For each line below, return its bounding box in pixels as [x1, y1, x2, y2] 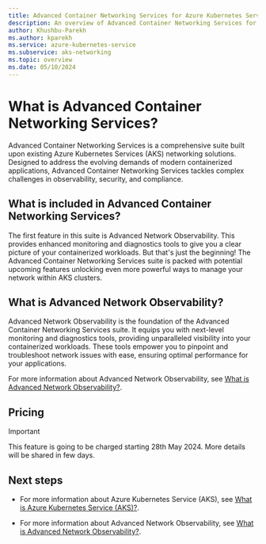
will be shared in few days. [8, 450, 95, 460]
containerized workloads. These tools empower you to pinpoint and [8, 342, 229, 351]
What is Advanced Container [8, 97, 202, 115]
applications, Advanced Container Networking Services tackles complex [8, 166, 245, 175]
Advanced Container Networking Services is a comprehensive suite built [8, 140, 245, 150]
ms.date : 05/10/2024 [8, 63, 77, 71]
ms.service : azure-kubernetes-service [8, 41, 136, 49]
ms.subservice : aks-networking [8, 48, 112, 56]
